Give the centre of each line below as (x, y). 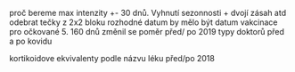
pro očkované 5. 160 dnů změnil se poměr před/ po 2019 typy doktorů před (147, 32)
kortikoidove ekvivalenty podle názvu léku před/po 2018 (112, 58)
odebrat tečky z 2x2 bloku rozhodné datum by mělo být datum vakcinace (143, 22)
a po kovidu (31, 41)
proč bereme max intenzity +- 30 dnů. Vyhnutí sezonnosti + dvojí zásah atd (148, 13)
